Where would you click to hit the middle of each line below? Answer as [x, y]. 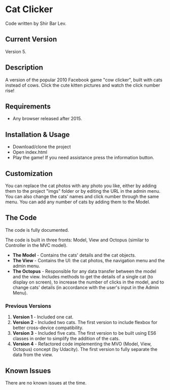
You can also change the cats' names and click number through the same [82, 197]
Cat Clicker [29, 9]
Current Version [31, 39]
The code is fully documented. [37, 230]
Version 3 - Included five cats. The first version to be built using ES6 [84, 333]
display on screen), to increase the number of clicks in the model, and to [88, 282]
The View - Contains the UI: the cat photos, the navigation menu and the [89, 260]
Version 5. [16, 51]
